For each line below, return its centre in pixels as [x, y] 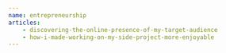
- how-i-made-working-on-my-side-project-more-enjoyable [119, 37]
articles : [25, 23]
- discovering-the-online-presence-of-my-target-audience [120, 30]
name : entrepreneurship [48, 15]
